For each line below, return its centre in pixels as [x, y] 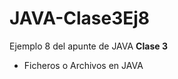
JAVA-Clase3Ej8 [80, 18]
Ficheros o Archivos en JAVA [83, 65]
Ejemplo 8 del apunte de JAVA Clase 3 [88, 46]
